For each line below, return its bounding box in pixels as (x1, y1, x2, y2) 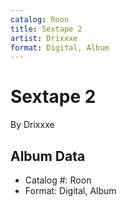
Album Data (10, 147, 86, 165)
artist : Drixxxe (10, 33, 78, 43)
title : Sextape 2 (10, 24, 83, 34)
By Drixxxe (10, 119, 55, 131)
